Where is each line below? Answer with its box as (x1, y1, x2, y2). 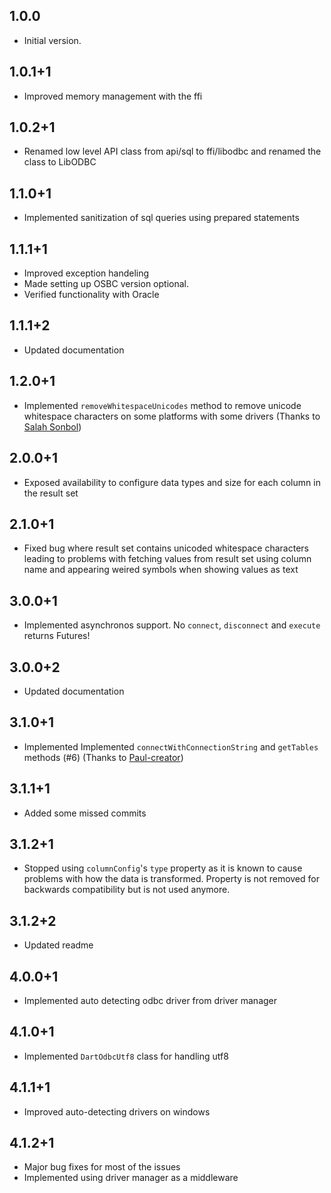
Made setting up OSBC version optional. (23, 278, 189, 290)
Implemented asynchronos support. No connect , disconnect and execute (23, 619, 321, 631)
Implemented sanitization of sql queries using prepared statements (23, 212, 300, 224)
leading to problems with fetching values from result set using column (23, 553, 312, 565)
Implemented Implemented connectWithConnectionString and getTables (23, 740, 319, 753)
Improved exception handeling (23, 267, 150, 279)
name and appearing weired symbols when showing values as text (23, 564, 299, 576)
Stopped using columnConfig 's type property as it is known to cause (23, 862, 303, 874)
